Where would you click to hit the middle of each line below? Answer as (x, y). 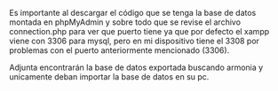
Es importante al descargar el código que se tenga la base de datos (133, 13)
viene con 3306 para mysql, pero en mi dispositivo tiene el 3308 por (135, 41)
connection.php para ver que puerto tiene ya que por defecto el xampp (139, 31)
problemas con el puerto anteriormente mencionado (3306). (119, 50)
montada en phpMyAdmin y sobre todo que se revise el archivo (125, 22)
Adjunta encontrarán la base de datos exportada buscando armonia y (136, 67)
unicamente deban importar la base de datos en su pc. (109, 77)
